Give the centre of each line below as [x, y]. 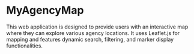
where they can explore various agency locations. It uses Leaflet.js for [93, 33]
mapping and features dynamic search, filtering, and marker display [90, 39]
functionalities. [25, 46]
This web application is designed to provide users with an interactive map [97, 27]
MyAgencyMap [45, 10]
